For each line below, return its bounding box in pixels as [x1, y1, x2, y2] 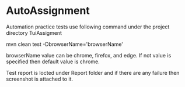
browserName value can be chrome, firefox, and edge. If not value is [6, 52, 172, 59]
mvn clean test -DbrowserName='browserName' [6, 41, 124, 48]
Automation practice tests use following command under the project [6, 23, 170, 30]
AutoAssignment [6, 4, 90, 17]
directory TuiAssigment [6, 29, 62, 36]
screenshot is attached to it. [6, 75, 73, 82]
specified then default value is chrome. [6, 58, 100, 65]
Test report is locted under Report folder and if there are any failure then [6, 69, 180, 76]
